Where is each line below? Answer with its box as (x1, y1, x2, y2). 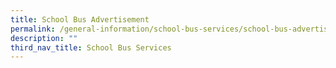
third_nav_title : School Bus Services (10, 42, 172, 53)
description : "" (10, 33, 78, 43)
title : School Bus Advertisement (10, 14, 150, 25)
